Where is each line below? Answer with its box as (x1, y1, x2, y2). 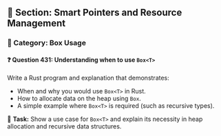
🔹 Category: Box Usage (7, 38, 86, 48)
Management (7, 18, 66, 30)
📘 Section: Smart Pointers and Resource (7, 7, 182, 19)
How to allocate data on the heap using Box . (17, 94, 141, 102)
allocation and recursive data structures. (7, 122, 122, 131)
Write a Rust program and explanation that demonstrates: (7, 73, 170, 82)
